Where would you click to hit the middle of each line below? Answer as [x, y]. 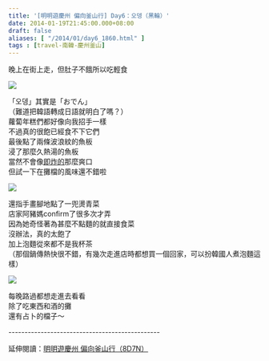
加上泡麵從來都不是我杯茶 [50, 244]
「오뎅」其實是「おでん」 [50, 102]
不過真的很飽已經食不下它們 [54, 132]
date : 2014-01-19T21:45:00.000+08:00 [71, 23]
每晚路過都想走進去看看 [47, 296]
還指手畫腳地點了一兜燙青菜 [54, 204]
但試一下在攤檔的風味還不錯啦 [57, 172]
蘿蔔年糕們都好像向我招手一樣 [57, 122]
